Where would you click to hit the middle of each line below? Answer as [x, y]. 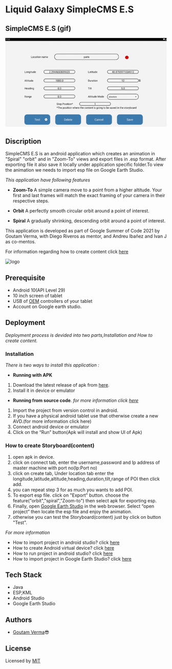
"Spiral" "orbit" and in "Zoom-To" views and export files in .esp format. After [86, 159]
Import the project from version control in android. [66, 410]
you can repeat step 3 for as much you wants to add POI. [73, 490]
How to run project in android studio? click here [63, 553]
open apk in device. [34, 457]
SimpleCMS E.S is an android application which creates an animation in [80, 154]
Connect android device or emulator [51, 427]
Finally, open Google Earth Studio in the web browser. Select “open [83, 506]
